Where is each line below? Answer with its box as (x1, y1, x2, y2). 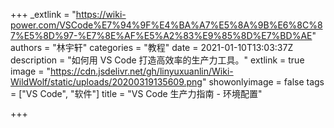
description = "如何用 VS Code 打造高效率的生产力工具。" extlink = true (10, 54, 305, 66)
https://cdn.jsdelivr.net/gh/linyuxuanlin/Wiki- (49, 65, 234, 77)
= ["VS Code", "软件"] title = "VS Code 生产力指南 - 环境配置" (10, 88, 263, 99)
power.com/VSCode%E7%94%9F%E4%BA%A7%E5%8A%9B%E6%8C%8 (10, 19, 323, 31)
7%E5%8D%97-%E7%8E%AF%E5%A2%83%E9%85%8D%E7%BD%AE (10, 30, 313, 41)
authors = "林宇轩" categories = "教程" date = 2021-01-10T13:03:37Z (10, 42, 294, 53)
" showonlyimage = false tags (201, 76, 325, 88)
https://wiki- (75, 9, 127, 20)
